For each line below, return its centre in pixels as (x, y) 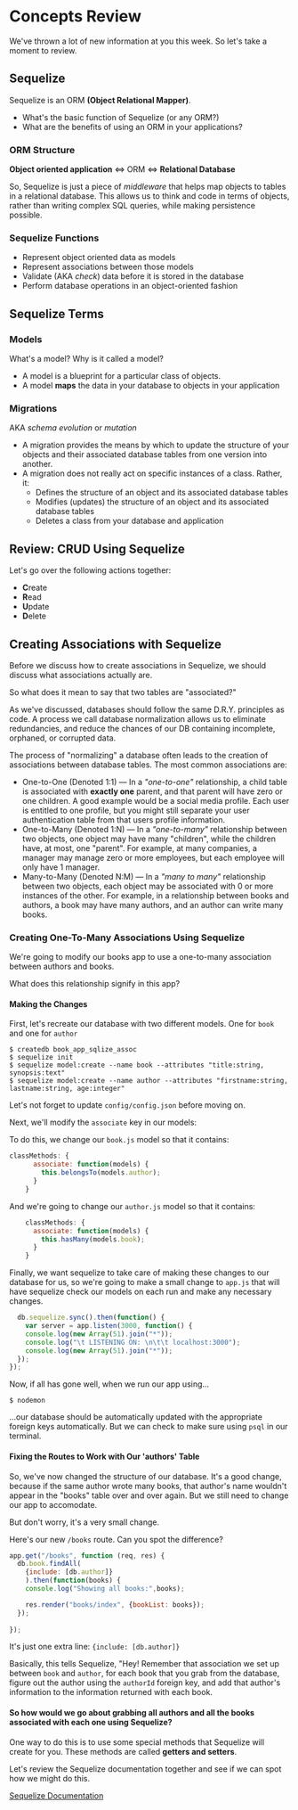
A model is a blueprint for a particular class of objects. (121, 376)
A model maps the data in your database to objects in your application (151, 386)
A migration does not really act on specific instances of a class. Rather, (152, 473)
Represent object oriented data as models (99, 258)
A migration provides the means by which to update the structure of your (155, 445)
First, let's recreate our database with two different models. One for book (142, 1024)
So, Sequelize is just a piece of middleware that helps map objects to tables (148, 187)
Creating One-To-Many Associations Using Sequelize (127, 938)
